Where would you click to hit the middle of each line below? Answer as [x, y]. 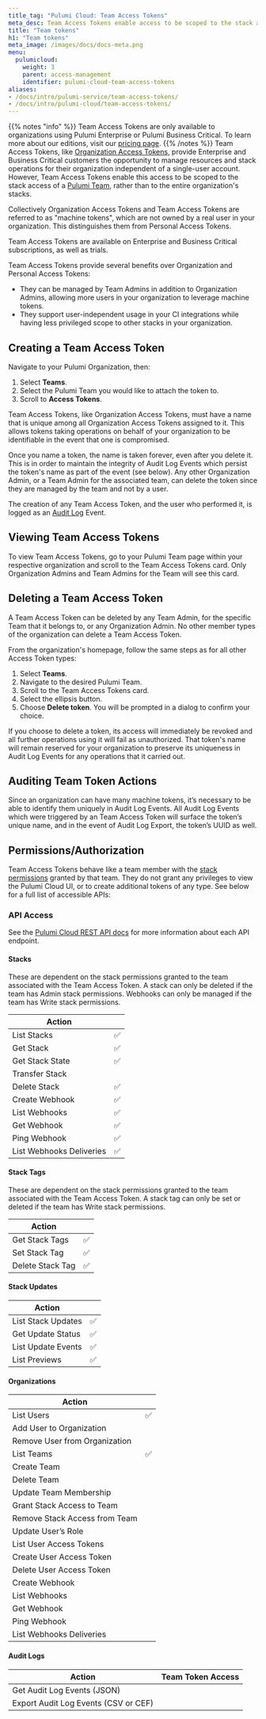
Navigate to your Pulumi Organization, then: [79, 366]
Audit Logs [27, 1656]
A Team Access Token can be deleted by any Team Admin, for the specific [130, 617]
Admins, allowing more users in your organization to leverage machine [134, 297]
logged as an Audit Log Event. [57, 512]
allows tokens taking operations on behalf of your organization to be [120, 431]
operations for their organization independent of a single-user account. [124, 169]
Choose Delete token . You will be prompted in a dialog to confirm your [135, 707]
